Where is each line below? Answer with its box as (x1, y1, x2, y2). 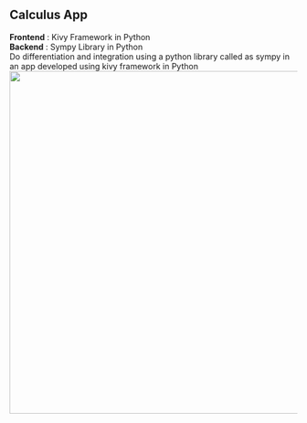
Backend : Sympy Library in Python (9, 41, 143, 52)
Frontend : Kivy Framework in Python (9, 31, 151, 42)
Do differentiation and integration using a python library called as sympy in (9, 50, 291, 62)
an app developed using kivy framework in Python (9, 60, 199, 71)
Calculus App (9, 7, 89, 23)
